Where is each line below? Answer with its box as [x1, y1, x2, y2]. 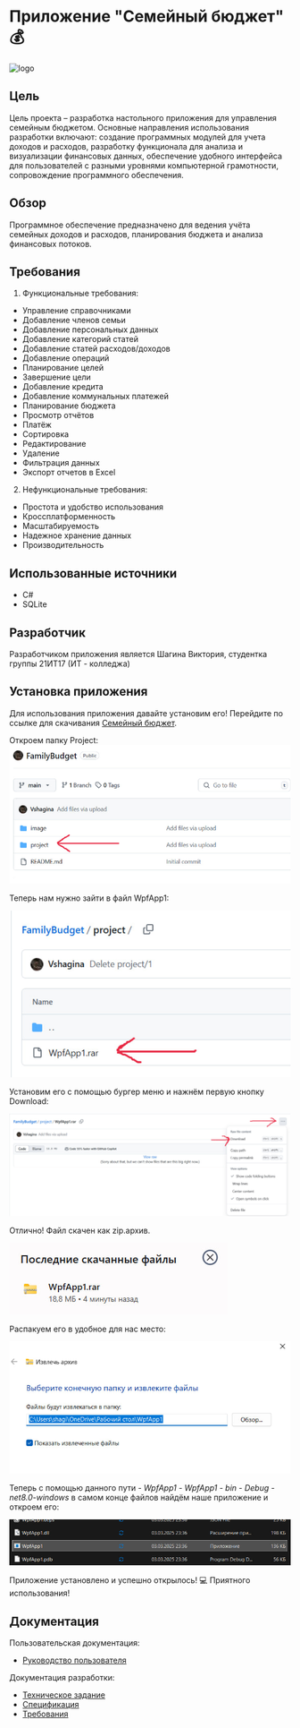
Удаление [21, 448, 60, 458]
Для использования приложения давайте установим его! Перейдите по [9, 707, 284, 718]
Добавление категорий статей [21, 334, 138, 345]
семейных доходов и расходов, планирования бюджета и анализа [9, 228, 263, 239]
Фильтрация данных [21, 458, 100, 468]
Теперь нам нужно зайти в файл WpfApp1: [9, 893, 170, 903]
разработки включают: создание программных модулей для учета [9, 132, 266, 142]
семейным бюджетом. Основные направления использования [9, 122, 250, 133]
